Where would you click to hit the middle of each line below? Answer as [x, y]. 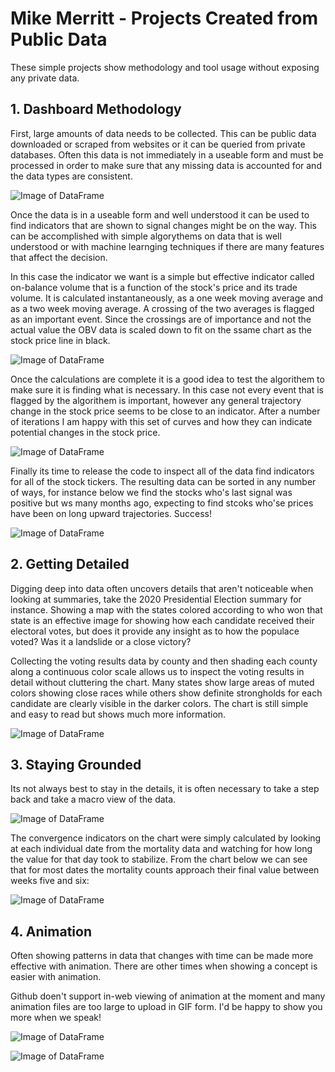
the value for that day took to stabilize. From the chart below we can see [159, 859]
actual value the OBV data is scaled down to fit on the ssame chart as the [161, 329]
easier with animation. [56, 977]
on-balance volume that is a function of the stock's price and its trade [154, 287]
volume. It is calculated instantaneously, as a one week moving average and [167, 298]
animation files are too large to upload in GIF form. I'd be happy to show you [166, 1007]
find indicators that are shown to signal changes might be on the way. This [163, 225]
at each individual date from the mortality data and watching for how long [161, 849]
